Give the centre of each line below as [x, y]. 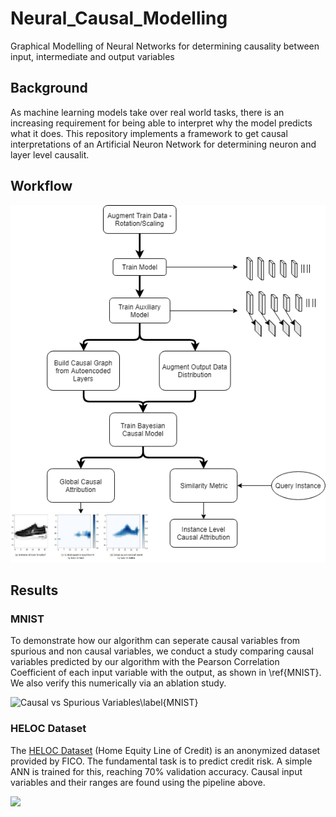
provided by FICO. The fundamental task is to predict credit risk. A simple [161, 761]
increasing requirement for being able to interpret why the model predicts [161, 123]
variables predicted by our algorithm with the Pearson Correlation [145, 662]
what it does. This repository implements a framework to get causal [149, 133]
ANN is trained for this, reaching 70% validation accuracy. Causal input [156, 771]
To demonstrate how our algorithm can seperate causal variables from [155, 641]
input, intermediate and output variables [92, 56]
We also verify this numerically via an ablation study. [118, 683]
